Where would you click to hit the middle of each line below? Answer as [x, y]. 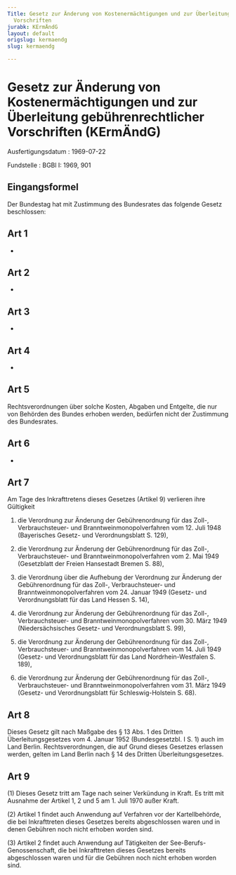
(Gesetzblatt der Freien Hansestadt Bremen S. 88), [91, 564]
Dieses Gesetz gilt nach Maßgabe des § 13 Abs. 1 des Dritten [95, 732]
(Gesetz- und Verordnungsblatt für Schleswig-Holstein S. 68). [107, 693]
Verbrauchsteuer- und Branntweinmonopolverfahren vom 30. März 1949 [122, 621]
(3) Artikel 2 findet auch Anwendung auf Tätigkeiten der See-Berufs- [107, 843]
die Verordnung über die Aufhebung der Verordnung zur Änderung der [120, 577]
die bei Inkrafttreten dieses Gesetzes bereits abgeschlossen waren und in [113, 822]
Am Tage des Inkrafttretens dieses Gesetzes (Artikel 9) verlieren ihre [106, 499]
